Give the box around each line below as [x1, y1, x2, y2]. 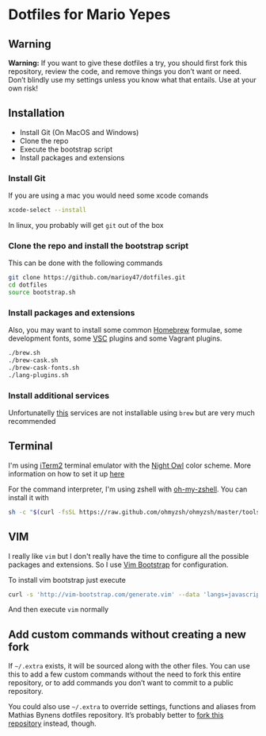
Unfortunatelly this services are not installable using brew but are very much [8, 408, 256, 418]
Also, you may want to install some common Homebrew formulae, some [8, 326, 243, 335]
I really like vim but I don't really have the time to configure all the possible [8, 551, 249, 561]
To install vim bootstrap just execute [8, 575, 127, 584]
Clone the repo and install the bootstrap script [8, 240, 189, 251]
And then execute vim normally [8, 605, 109, 615]
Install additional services [8, 390, 109, 401]
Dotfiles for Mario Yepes [8, 6, 171, 24]
